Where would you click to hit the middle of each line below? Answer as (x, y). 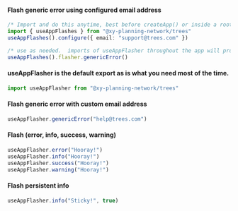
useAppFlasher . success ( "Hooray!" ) (58, 163)
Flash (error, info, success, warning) (62, 135)
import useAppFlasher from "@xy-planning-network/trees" (93, 88)
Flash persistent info (38, 186)
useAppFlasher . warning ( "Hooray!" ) (58, 169)
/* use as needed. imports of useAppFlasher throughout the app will (114, 50)
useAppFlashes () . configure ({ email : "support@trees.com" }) (98, 38)
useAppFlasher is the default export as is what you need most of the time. (118, 73)
